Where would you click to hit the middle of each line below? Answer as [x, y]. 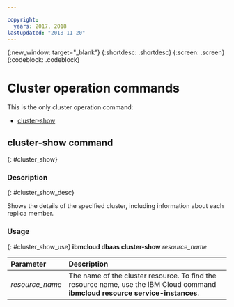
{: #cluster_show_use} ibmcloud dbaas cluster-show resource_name [107, 246]
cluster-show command [60, 142]
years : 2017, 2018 [40, 26]
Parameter [29, 264]
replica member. [31, 214]
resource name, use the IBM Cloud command [142, 284]
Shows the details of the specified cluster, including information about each [116, 206]
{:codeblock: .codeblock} [44, 60]
